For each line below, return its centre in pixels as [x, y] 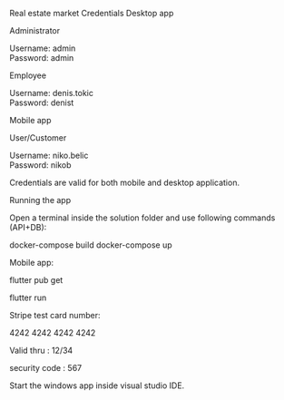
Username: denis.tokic [51, 93]
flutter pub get [36, 280]
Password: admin [42, 58]
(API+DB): [28, 227]
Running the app [40, 200]
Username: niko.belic [49, 155]
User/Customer [38, 138]
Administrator [35, 30]
